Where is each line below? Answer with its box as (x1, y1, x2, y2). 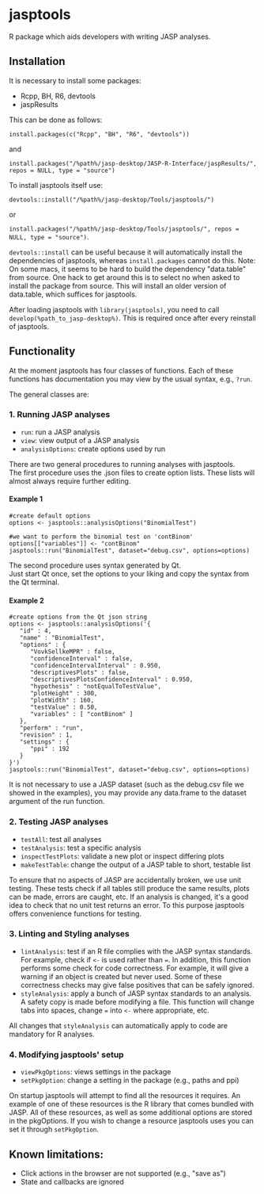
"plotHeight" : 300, (29, 690, 98, 698)
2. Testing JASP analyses (9, 817, 109, 828)
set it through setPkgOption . (9, 1124, 100, 1135)
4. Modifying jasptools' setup (9, 1049, 125, 1060)
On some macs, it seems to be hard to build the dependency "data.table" (9, 264, 247, 274)
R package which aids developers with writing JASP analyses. (9, 32, 211, 41)
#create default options (9, 512, 91, 520)
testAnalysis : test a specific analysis (20, 843, 141, 852)
